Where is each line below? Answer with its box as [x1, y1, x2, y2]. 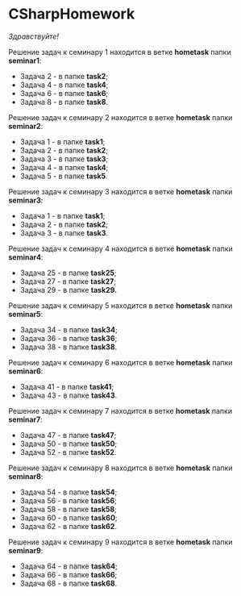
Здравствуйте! [8, 31, 59, 41]
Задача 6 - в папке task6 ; [19, 88, 109, 98]
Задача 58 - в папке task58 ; [19, 504, 117, 514]
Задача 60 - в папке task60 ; [19, 513, 118, 523]
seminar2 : [8, 121, 44, 131]
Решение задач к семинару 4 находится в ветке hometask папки [8, 244, 234, 253]
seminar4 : [8, 252, 44, 262]
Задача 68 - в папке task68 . [19, 578, 118, 588]
